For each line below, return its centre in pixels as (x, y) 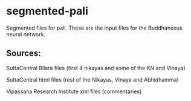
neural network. (26, 34)
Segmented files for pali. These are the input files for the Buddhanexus (94, 28)
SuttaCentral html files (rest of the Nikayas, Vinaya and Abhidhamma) (93, 79)
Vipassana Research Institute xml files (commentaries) (74, 91)
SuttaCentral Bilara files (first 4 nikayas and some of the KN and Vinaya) (96, 68)
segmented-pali (47, 11)
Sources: (24, 54)
